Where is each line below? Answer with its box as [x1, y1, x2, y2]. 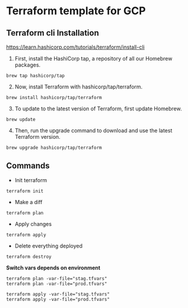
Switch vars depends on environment [6, 264, 101, 271]
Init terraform [14, 176, 47, 183]
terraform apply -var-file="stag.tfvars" [6, 291, 110, 297]
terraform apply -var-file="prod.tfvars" [6, 296, 110, 302]
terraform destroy [6, 253, 52, 259]
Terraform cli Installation [6, 28, 100, 38]
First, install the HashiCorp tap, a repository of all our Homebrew [14, 55, 173, 62]
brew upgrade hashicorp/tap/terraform [6, 145, 102, 151]
